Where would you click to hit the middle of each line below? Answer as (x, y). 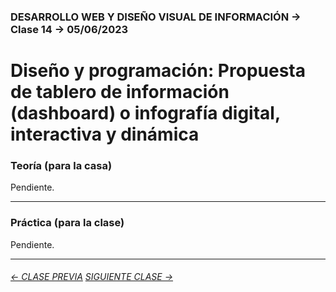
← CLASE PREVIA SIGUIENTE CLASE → (92, 277)
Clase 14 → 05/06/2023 (69, 29)
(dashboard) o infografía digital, (145, 113)
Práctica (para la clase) (67, 223)
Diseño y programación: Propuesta (158, 71)
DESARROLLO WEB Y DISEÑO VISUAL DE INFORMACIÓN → (156, 17)
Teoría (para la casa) (61, 166)
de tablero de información (120, 92)
